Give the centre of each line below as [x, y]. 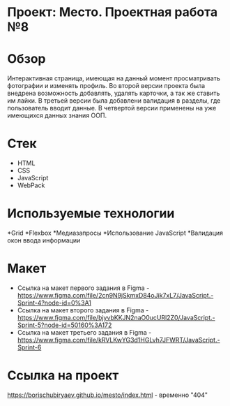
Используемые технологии [91, 213]
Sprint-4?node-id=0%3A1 [54, 303]
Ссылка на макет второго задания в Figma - [83, 310]
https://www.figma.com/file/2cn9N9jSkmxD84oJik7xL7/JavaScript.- [115, 295]
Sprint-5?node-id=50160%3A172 [64, 325]
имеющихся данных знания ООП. [57, 115]
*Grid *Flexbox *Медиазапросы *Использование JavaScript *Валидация [115, 233]
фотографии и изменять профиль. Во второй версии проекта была [106, 86]
